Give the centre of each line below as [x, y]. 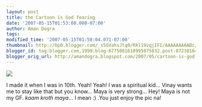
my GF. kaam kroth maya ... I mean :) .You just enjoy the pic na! [84, 97]
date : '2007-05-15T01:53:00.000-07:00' [56, 23]
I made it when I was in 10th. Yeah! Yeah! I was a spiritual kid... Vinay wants [99, 85]
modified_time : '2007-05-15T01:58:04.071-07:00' [68, 40]
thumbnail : [20, 46]
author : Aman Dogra [31, 29]
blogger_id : [21, 51]
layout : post [23, 12]
